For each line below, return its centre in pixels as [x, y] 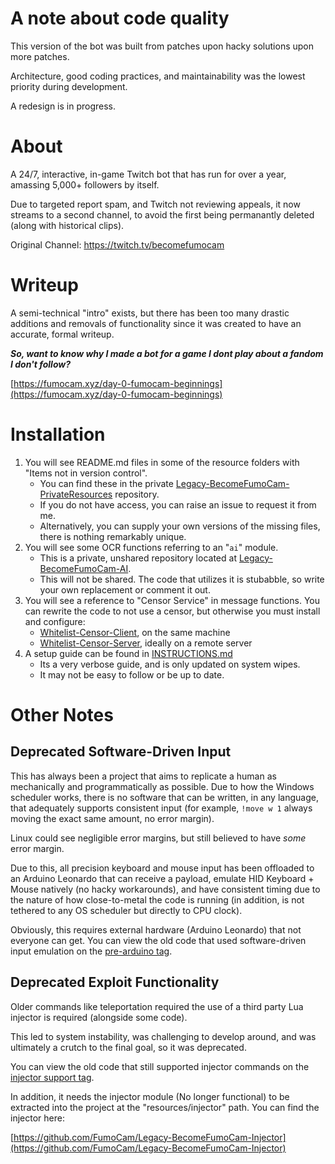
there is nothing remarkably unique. [113, 536]
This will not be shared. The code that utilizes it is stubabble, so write [182, 579]
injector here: [37, 1118]
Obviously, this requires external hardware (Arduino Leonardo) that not [156, 929]
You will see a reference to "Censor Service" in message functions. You [172, 600]
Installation [58, 434]
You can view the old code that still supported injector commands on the [160, 1066]
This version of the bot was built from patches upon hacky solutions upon [162, 46]
